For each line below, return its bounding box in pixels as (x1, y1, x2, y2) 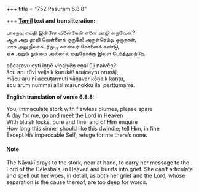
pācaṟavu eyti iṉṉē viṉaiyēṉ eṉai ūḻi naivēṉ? (6, 62, 117, 69)
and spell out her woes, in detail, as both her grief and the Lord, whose (6, 172, 185, 180)
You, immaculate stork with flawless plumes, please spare (6, 106, 153, 112)
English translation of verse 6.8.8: (6, 93, 95, 101)
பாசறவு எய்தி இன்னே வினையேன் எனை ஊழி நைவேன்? (6, 29, 135, 36)
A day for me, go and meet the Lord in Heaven (6, 112, 123, 119)
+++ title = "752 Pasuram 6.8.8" (6, 6, 87, 12)
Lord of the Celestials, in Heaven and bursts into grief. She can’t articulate (6, 166, 193, 173)
